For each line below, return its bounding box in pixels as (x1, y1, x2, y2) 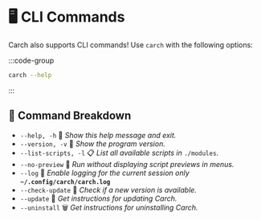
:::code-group (8, 55, 55, 65)
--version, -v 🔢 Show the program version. (19, 139, 166, 149)
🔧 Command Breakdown (8, 109, 132, 123)
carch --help (8, 71, 52, 79)
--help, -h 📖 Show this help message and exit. (19, 130, 177, 140)
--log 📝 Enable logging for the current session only (19, 168, 190, 177)
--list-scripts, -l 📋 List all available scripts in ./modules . (19, 148, 219, 157)
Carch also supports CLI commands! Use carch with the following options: (8, 39, 253, 50)
